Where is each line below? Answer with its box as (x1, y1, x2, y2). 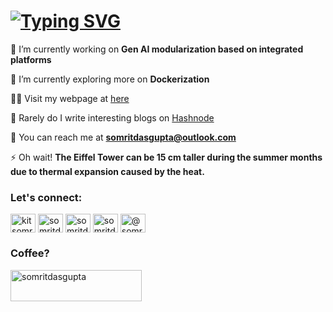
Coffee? (10, 246, 50, 260)
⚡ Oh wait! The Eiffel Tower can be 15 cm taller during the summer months (10, 151, 323, 163)
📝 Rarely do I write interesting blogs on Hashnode (10, 111, 215, 124)
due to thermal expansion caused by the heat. (10, 165, 205, 177)
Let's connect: (10, 190, 83, 204)
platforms (10, 53, 52, 65)
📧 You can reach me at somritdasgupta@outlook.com (10, 131, 237, 143)
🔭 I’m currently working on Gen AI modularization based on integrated (10, 43, 304, 55)
